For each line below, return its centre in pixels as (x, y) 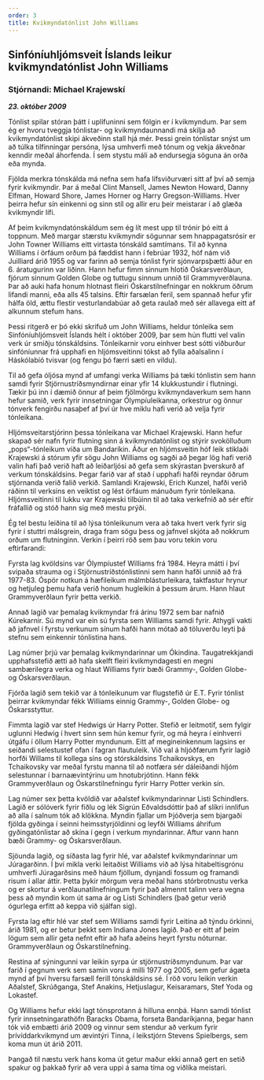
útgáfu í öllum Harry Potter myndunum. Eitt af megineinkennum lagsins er (127, 742)
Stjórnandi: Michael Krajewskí (67, 89)
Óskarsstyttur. (31, 710)
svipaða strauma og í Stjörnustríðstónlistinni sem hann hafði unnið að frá (125, 572)
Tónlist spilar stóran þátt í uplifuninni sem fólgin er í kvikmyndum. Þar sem (128, 122)
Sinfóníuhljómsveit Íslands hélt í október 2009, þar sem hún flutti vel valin (126, 335)
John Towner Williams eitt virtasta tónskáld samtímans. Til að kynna (118, 244)
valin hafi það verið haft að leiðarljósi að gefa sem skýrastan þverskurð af (126, 466)
